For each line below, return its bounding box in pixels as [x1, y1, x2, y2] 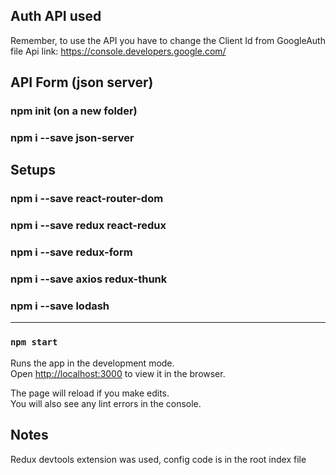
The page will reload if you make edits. [10, 387, 170, 399]
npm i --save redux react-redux [10, 219, 167, 233]
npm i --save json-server [10, 131, 135, 145]
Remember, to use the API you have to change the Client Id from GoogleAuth [10, 34, 326, 46]
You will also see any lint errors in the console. [10, 397, 202, 409]
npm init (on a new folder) [10, 104, 138, 118]
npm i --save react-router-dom [10, 192, 164, 206]
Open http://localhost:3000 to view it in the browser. [10, 367, 226, 379]
